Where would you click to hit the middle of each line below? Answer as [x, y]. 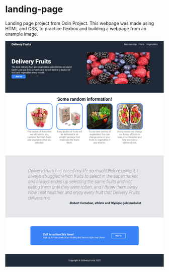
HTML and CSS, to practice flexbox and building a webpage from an [76, 28]
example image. [22, 34]
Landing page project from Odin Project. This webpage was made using [80, 23]
